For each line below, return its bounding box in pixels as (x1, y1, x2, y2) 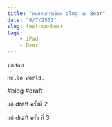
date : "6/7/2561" (7, 16, 57, 23)
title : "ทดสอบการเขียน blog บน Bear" (7, 10, 106, 17)
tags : (7, 29, 23, 36)
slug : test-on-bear (7, 23, 64, 30)
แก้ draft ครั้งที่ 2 (7, 100, 48, 108)
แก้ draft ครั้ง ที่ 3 (7, 114, 50, 122)
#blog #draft (7, 86, 43, 95)
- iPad (19, 36, 39, 43)
